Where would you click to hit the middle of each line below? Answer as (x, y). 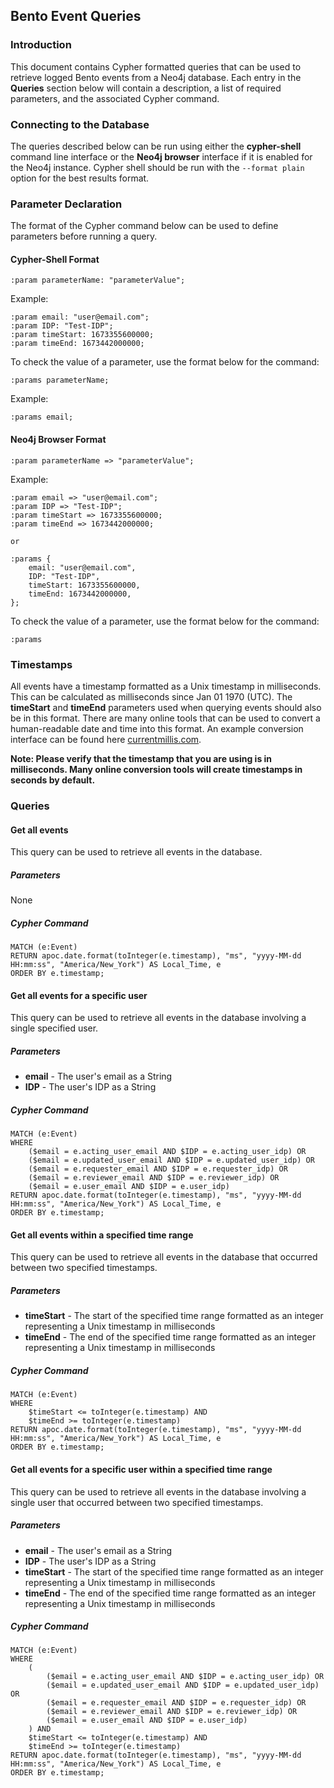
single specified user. (54, 1028)
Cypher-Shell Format (55, 259)
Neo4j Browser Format (58, 440)
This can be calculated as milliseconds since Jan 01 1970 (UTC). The (151, 696)
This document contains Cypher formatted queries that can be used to (156, 66)
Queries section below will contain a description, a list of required (146, 88)
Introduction (41, 45)
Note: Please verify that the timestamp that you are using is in (141, 758)
